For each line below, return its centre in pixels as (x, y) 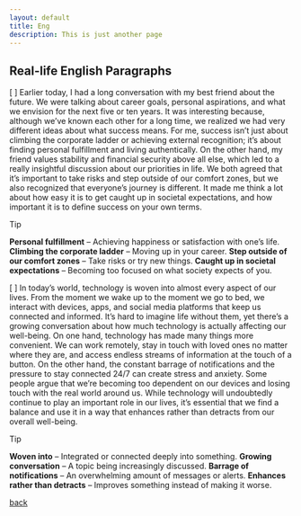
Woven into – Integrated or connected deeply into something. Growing (141, 457)
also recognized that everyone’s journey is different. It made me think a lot (146, 188)
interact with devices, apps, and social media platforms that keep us (135, 307)
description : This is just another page (86, 34)
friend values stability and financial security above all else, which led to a (145, 159)
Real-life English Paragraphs (91, 71)
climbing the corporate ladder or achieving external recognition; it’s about (145, 140)
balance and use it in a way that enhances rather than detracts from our (142, 412)
